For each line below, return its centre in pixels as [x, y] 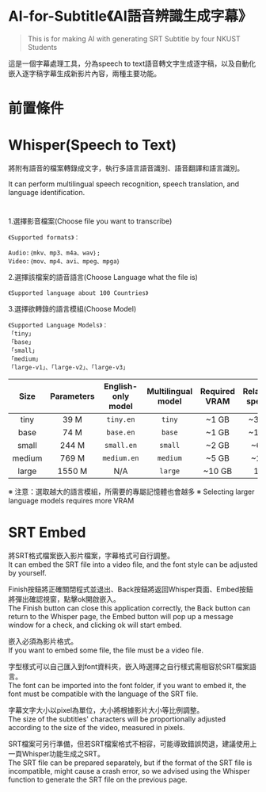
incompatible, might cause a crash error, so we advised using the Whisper [129, 771]
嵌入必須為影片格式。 [43, 641]
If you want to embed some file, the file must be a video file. [106, 650]
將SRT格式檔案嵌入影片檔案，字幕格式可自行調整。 [91, 556]
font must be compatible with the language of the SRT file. [103, 694]
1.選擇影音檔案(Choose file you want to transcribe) [90, 221]
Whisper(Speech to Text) [92, 145]
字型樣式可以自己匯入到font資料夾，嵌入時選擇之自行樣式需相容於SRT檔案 [129, 667]
